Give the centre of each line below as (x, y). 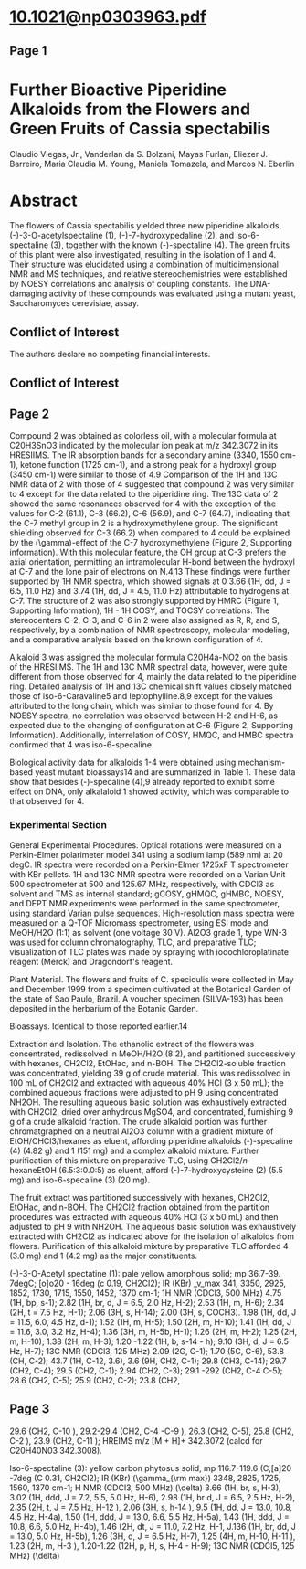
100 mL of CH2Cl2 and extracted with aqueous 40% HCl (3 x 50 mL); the (147, 1082)
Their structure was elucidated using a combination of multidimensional (144, 265)
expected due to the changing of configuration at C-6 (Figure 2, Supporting (152, 726)
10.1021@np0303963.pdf (108, 17)
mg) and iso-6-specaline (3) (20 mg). (80, 1180)
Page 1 (28, 51)
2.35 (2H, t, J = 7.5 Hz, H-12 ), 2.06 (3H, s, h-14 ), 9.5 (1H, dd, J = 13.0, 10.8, (151, 1507)
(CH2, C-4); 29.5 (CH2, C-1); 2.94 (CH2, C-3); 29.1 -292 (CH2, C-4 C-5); (146, 1370)
